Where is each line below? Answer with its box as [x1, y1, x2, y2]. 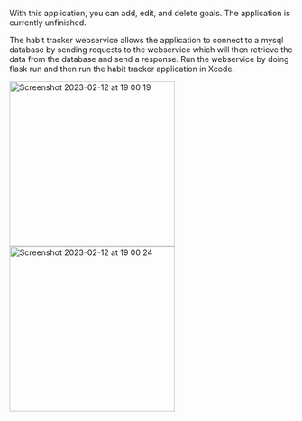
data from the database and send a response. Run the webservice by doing [9, 54, 289, 64]
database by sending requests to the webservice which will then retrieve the [9, 44, 293, 55]
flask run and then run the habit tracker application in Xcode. [9, 63, 235, 74]
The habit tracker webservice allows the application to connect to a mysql [9, 35, 284, 45]
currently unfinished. [9, 17, 87, 28]
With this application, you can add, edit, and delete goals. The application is [9, 8, 290, 18]
